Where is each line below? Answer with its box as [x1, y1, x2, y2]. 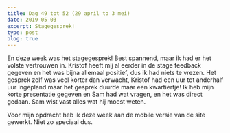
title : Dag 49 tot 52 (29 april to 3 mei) [7, 10, 130, 17]
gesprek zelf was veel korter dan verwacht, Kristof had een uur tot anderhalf [7, 76, 224, 84]
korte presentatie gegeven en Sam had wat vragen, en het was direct [7, 90, 203, 99]
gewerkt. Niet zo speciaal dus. [7, 118, 93, 126]
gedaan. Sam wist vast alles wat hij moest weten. [7, 98, 146, 106]
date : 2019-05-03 [7, 16, 57, 23]
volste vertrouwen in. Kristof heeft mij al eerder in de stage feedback [7, 61, 201, 70]
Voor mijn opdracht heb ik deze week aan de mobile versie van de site [7, 110, 206, 119]
